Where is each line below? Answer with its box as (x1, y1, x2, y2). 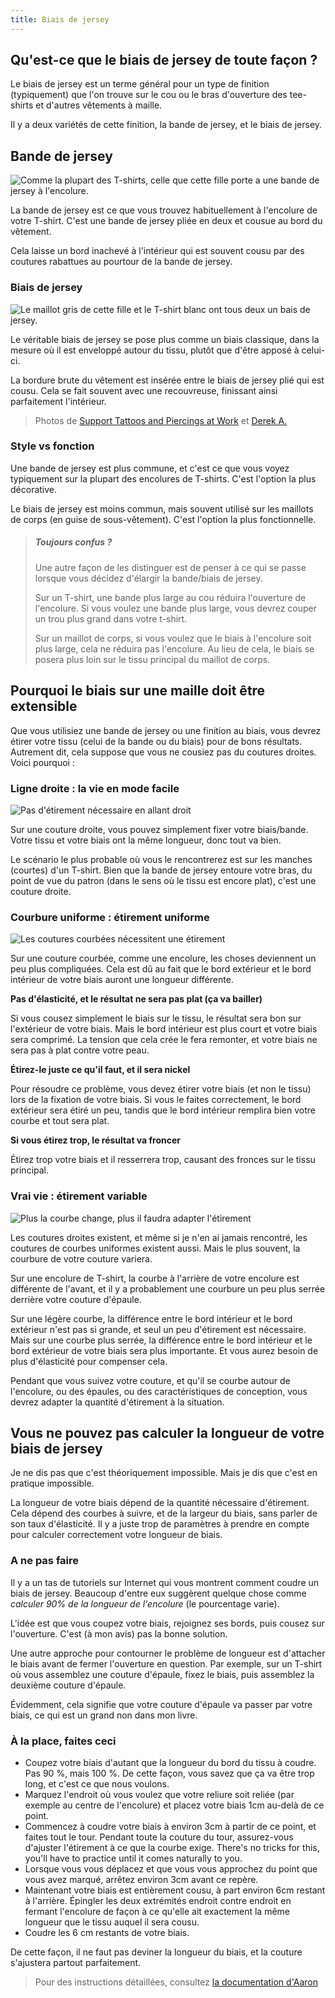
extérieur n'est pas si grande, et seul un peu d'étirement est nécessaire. (10, 1323, 307, 1335)
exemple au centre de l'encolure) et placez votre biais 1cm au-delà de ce (24, 1799, 325, 1811)
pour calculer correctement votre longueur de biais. (10, 1529, 223, 1541)
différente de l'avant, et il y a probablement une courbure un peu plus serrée (10, 1282, 326, 1295)
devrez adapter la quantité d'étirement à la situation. (10, 1396, 225, 1408)
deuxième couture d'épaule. (10, 1679, 127, 1691)
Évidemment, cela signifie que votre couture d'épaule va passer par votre (10, 1698, 313, 1710)
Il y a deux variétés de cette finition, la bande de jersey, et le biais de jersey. (10, 119, 323, 131)
